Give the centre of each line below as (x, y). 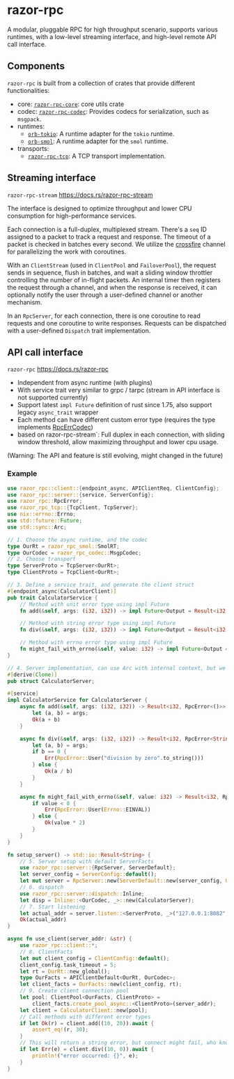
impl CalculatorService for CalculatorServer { (78, 700)
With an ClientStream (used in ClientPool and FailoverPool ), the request (112, 265)
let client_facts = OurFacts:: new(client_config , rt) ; (101, 984)
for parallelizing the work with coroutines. (67, 251)
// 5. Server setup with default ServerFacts (87, 861)
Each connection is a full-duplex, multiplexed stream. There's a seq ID (107, 229)
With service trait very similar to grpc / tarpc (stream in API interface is (119, 390)
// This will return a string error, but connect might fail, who (118, 1043)
